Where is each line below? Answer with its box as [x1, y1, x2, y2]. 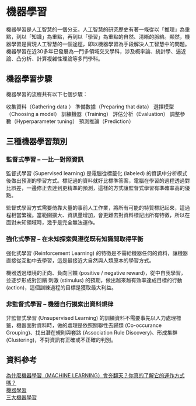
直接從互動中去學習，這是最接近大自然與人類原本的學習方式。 [6, 257, 155, 264]
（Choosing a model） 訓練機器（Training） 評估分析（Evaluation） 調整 [6, 110, 180, 117]
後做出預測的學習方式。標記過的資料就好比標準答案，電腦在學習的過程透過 [6, 177, 185, 185]
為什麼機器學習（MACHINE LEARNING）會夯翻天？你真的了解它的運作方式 [6, 371, 185, 378]
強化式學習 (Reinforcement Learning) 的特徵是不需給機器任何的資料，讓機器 [6, 250, 188, 257]
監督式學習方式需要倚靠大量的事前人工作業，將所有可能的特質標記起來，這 [6, 204, 185, 211]
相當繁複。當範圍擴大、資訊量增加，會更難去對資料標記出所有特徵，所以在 [10, 211, 190, 219]
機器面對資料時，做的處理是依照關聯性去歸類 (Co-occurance [16, 322, 162, 329]
